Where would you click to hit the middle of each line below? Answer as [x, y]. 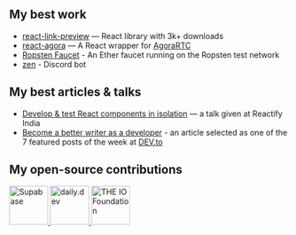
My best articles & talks [75, 92]
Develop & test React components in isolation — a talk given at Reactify [152, 114]
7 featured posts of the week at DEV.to [92, 142]
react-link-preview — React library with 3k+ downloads [123, 35]
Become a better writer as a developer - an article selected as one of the [155, 132]
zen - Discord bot [54, 64]
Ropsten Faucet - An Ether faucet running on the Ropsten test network [151, 55]
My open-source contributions [96, 170]
